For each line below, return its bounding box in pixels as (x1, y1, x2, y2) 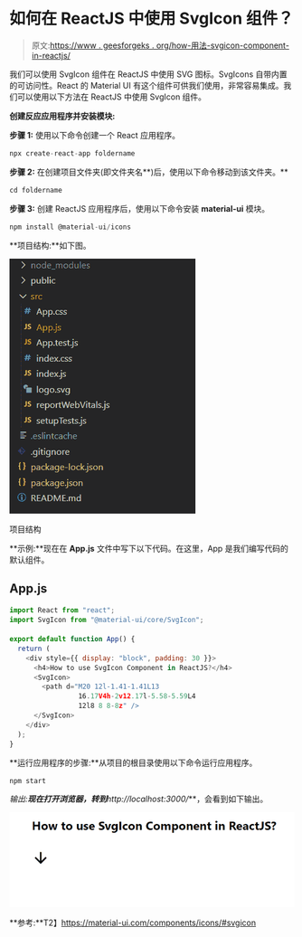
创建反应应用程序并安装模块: (9, 110, 116, 121)
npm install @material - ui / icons (9, 222, 131, 232)
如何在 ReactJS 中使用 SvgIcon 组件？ (9, 8, 294, 29)
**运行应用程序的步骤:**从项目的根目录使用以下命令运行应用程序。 (9, 757, 258, 768)
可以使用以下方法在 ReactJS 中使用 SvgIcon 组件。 (16, 91, 206, 102)
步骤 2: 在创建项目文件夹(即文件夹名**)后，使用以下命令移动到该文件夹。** (9, 166, 289, 177)
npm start (9, 776, 47, 785)
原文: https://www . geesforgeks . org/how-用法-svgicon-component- (31, 40, 289, 51)
